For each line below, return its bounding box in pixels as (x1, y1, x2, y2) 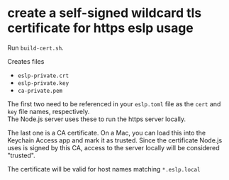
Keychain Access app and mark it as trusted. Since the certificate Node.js (7, 136, 223, 145)
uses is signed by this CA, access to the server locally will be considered (7, 143, 220, 152)
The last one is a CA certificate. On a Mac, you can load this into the (7, 128, 206, 137)
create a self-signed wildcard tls (7, 5, 202, 21)
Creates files (7, 57, 45, 65)
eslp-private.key (17, 79, 69, 86)
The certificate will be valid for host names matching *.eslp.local (7, 164, 201, 173)
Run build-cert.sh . (7, 43, 64, 52)
